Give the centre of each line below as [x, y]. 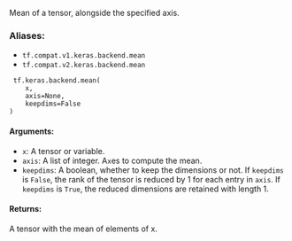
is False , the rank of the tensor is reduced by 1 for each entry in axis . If [151, 179]
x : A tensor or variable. [63, 151]
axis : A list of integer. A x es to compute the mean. [112, 160]
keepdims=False [53, 104]
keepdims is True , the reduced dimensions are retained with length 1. [146, 189]
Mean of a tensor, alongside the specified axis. [94, 13]
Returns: [26, 209]
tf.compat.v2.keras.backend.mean [84, 66]
